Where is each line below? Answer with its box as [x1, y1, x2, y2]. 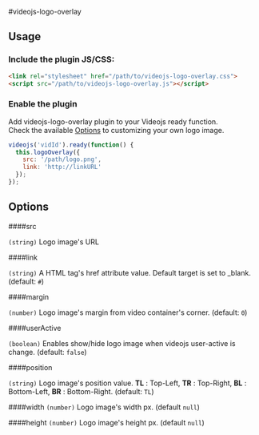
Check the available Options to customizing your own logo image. [8, 125, 225, 135]
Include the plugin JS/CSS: [8, 54, 115, 65]
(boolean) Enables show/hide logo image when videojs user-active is [8, 338, 236, 348]
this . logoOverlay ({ [15, 148, 81, 156]
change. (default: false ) [8, 347, 87, 356]
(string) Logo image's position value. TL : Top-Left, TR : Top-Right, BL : [8, 378, 247, 388]
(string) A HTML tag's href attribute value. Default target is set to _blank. [8, 268, 252, 277]
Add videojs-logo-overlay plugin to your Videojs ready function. [8, 116, 218, 127]
